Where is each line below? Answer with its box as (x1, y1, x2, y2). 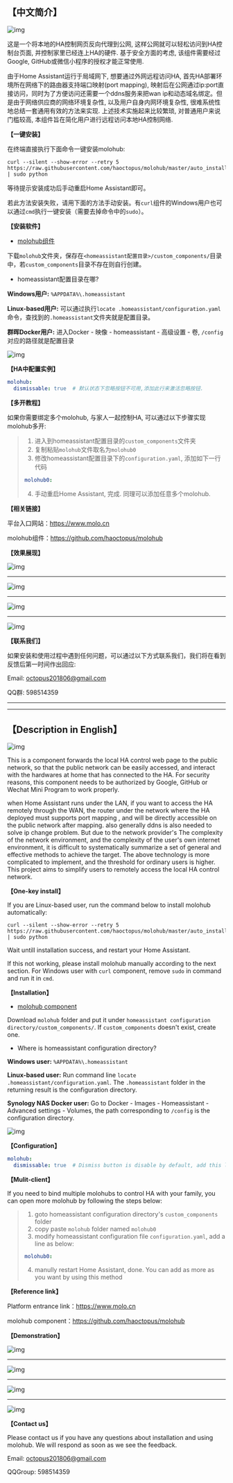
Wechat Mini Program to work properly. (7, 786, 120, 794)
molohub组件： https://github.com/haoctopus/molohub (7, 534, 163, 543)
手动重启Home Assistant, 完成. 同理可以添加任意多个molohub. (34, 490, 211, 498)
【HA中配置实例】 (7, 364, 59, 373)
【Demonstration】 (7, 1331, 64, 1339)
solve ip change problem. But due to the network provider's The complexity (7, 829, 223, 837)
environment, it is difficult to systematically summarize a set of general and (7, 843, 222, 851)
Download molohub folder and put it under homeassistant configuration (7, 1016, 211, 1024)
